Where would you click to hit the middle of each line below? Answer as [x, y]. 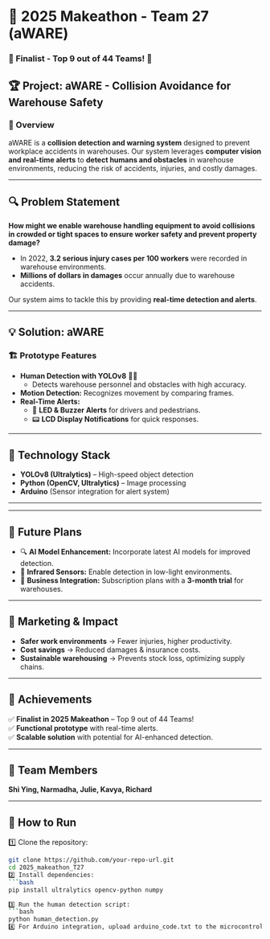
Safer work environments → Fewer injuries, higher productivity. [126, 641]
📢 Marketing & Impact [63, 622]
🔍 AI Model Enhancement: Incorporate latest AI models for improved [135, 552]
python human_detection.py [53, 920]
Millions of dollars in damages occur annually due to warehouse [127, 275]
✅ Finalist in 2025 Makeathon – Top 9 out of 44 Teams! [101, 719]
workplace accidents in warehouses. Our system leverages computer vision [135, 151]
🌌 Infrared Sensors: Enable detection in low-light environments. [126, 572]
